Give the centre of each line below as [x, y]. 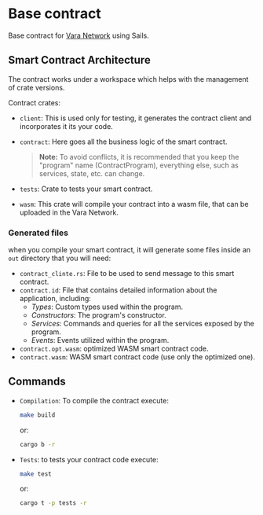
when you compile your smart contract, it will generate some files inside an [130, 250]
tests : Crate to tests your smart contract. [86, 189]
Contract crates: [35, 102]
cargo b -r [37, 444]
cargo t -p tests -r [53, 503]
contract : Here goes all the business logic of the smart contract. [123, 142]
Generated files [38, 233]
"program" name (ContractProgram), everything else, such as [139, 165]
